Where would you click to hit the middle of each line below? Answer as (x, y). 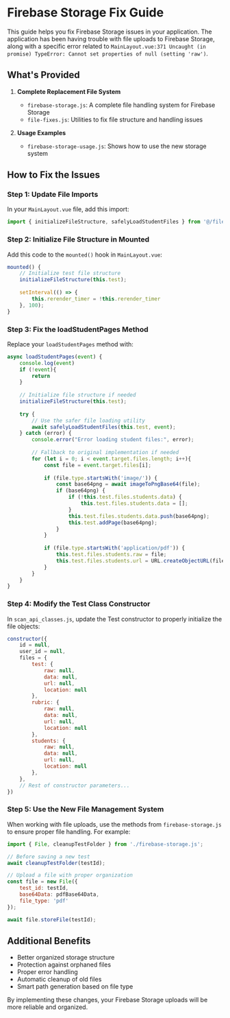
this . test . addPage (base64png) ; (113, 523)
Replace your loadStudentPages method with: (70, 344)
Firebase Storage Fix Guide (86, 13)
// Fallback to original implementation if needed (105, 453)
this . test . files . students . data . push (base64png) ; (139, 516)
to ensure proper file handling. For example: (69, 831)
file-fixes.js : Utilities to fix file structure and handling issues (115, 119)
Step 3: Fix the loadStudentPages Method (78, 329)
